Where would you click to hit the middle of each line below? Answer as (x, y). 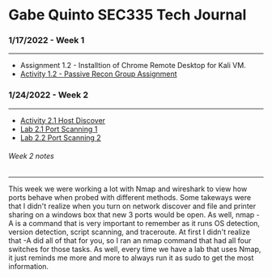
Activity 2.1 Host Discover (63, 120)
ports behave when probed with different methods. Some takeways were (130, 197)
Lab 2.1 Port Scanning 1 (59, 129)
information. (29, 266)
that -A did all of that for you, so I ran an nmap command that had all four (130, 240)
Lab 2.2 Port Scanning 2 (60, 137)
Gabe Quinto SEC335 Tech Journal (127, 15)
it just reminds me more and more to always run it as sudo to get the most (131, 258)
